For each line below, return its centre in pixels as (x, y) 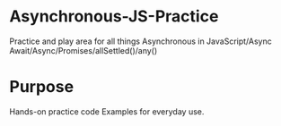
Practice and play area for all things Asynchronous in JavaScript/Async (140, 41)
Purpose (42, 87)
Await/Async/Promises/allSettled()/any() (83, 50)
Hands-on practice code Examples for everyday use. (107, 111)
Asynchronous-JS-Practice (114, 17)
